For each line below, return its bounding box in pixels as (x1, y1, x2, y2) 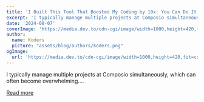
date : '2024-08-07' (6, 20, 56, 26)
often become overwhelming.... (6, 77, 84, 84)
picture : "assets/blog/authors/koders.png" (12, 43, 123, 49)
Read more (6, 89, 34, 96)
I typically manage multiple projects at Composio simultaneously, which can (6, 70, 196, 78)
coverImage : (6, 25, 36, 32)
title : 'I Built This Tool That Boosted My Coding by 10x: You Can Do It (6, 8, 197, 15)
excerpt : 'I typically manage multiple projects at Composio (6, 15, 165, 21)
